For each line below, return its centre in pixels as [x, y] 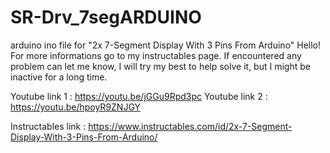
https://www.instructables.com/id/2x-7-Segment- [190, 126]
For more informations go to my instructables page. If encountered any [156, 55]
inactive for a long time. [59, 77]
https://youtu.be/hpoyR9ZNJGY [76, 107]
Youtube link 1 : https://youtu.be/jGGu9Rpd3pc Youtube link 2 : [139, 96]
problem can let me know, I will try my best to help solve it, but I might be [160, 66]
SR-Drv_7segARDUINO [106, 17]
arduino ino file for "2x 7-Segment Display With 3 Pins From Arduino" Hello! [166, 45]
